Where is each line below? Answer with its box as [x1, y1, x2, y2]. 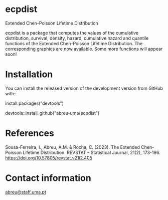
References [5, 128, 54, 139]
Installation [5, 69, 53, 80]
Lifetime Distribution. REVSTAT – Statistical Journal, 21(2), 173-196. [23, 149, 160, 155]
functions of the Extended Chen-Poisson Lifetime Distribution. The [5, 40, 143, 46]
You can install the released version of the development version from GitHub [5, 85, 163, 91]
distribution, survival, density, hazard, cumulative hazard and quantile [5, 35, 149, 41]
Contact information [5, 172, 91, 183]
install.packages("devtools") [5, 100, 64, 106]
